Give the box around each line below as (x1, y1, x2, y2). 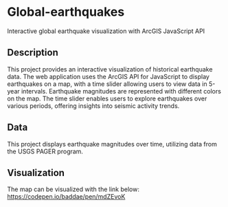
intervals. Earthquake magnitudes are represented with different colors (21, 87, 222, 95)
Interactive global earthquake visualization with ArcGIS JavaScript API (7, 27, 205, 35)
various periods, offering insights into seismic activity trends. (7, 101, 180, 110)
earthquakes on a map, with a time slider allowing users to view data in (7, 80, 207, 88)
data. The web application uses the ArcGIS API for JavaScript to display (7, 72, 209, 80)
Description (7, 47, 58, 58)
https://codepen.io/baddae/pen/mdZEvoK (7, 193, 126, 201)
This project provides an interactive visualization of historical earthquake (7, 65, 213, 73)
